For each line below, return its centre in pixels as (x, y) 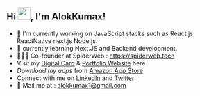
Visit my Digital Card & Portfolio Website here (81, 63)
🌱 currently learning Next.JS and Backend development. (97, 48)
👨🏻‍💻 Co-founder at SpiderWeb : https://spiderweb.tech (95, 56)
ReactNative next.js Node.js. (57, 41)
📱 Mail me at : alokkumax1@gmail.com (71, 85)
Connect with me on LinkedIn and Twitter (75, 78)
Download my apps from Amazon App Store (80, 70)
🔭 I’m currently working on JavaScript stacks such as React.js (105, 33)
